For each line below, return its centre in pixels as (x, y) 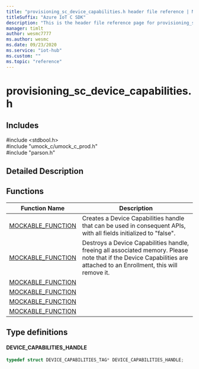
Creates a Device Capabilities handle (133, 218)
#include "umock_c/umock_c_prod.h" (52, 146)
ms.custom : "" (24, 56)
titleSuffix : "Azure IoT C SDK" (46, 17)
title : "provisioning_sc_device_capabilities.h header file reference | (98, 12)
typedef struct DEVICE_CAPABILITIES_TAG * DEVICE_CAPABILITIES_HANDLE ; (95, 360)
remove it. (96, 273)
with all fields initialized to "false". (129, 233)
